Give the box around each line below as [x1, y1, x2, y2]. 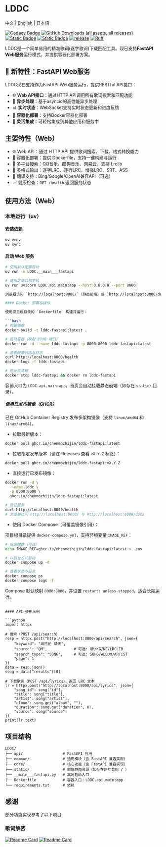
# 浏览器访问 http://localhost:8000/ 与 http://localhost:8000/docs [5, 512, 145, 517]
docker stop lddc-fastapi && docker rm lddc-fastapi [5, 373, 116, 378]
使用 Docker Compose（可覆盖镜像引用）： [12, 521, 99, 528]
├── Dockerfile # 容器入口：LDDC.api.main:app [5, 777, 124, 783]
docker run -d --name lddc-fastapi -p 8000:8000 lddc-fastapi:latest [5, 341, 152, 346]
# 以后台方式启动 [5, 555, 36, 560]
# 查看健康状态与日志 [5, 350, 43, 355]
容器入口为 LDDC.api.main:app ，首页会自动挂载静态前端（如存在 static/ [5, 382, 152, 388]
